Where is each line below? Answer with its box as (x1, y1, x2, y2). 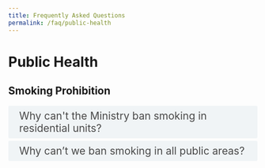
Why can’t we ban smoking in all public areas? (19, 144, 245, 158)
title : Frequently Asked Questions (8, 11, 126, 20)
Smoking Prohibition (8, 84, 111, 98)
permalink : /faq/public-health (8, 19, 112, 27)
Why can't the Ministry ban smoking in (19, 109, 207, 122)
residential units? (19, 121, 102, 135)
